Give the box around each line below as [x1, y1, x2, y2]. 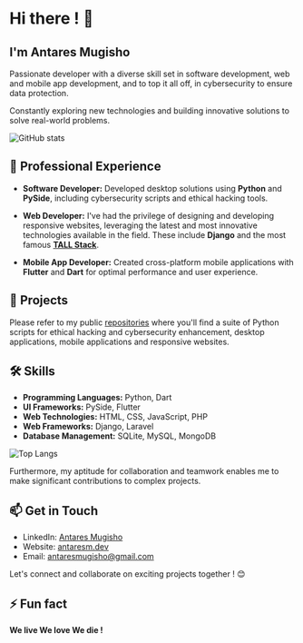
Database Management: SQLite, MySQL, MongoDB [22, 430, 217, 441]
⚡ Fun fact [9, 596, 68, 611]
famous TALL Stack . [22, 239, 100, 250]
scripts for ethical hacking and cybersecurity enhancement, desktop [9, 326, 265, 337]
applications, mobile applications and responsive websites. [9, 336, 230, 347]
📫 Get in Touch [9, 503, 99, 519]
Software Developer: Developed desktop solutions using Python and [22, 183, 283, 193]
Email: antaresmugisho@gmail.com [22, 551, 154, 562]
